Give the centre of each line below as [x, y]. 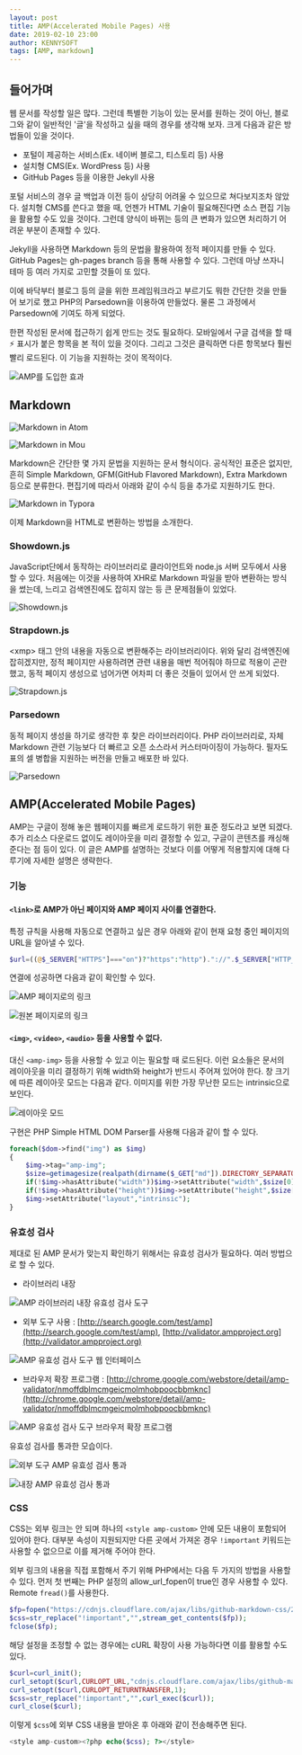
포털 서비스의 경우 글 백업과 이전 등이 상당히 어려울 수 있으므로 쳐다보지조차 [141, 196]
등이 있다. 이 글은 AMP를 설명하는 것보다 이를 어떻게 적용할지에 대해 [161, 850]
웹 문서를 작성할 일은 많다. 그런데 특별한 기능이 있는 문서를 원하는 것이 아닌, [141, 112]
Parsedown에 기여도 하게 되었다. [67, 313]
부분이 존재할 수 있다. [63, 229]
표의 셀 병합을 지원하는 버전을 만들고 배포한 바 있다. [99, 758]
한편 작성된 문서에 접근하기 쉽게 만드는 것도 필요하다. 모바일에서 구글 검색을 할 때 [151, 332]
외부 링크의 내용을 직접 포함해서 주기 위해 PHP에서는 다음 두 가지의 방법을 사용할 [150, 1571]
